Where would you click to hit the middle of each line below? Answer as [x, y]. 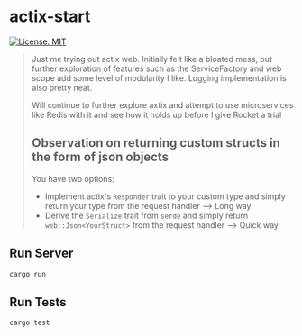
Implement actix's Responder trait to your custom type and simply [165, 196]
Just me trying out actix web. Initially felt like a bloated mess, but [152, 59]
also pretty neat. [62, 87]
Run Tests [38, 302]
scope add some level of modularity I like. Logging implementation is [159, 77]
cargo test [30, 323]
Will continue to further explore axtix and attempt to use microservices [162, 104]
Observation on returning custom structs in [156, 143]
